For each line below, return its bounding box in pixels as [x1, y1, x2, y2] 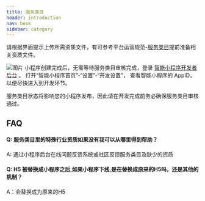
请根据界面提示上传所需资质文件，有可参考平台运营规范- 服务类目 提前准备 [6, 43, 191, 51]
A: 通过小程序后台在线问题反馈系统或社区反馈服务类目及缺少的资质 [6, 150, 174, 158]
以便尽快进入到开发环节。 [6, 79, 71, 87]
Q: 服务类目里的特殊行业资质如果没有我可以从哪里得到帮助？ [6, 136, 158, 144]
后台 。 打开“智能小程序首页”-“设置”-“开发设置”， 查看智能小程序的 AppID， [6, 71, 195, 79]
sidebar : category [6, 26, 53, 32]
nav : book [6, 20, 32, 26]
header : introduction [6, 15, 62, 21]
